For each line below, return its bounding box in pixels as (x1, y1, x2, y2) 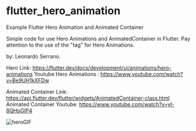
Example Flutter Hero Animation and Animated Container (6, 24, 144, 31)
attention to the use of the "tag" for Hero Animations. (6, 41, 135, 48)
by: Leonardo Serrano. (6, 53, 61, 60)
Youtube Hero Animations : (34, 70, 99, 77)
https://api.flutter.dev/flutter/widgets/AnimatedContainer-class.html (6, 94, 170, 101)
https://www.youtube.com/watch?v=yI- (79, 100, 175, 107)
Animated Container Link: (6, 88, 68, 95)
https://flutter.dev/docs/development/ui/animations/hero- (32, 64, 172, 71)
